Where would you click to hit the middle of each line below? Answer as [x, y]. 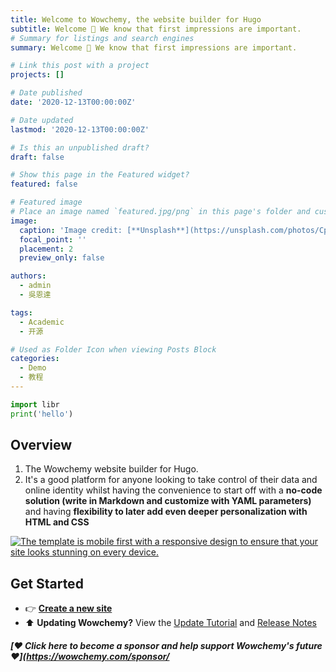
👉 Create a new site [68, 608]
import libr [35, 404]
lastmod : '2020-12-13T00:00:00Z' [80, 129]
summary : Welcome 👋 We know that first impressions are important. [154, 47]
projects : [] [37, 75]
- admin [35, 286]
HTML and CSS [57, 522]
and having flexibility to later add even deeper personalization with [166, 512]
